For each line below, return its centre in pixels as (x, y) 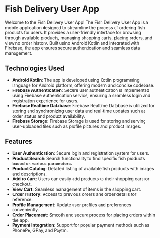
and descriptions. (29, 174)
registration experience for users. (45, 101)
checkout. (22, 184)
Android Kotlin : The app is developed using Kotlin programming (76, 80)
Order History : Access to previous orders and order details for (74, 194)
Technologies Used (35, 68)
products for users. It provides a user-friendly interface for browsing (73, 32)
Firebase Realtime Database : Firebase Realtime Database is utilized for (83, 105)
